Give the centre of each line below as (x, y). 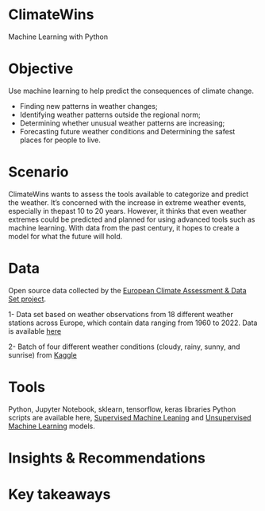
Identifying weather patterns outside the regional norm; (110, 114)
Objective (41, 69)
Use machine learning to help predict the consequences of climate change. (131, 91)
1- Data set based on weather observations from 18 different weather (121, 314)
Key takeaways (60, 495)
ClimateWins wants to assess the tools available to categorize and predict (129, 194)
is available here (35, 331)
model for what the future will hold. (65, 236)
